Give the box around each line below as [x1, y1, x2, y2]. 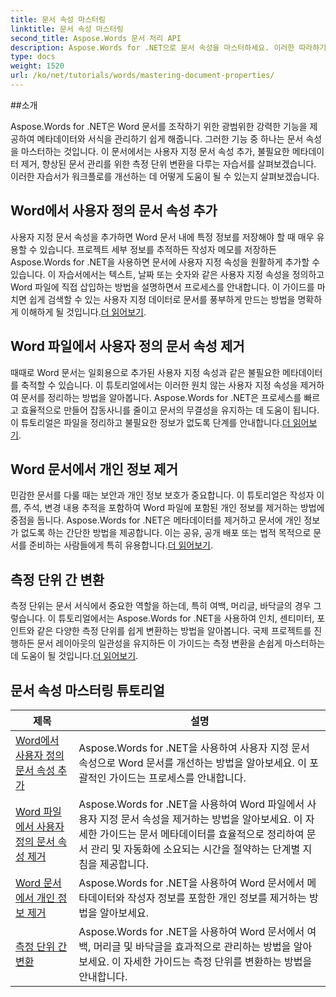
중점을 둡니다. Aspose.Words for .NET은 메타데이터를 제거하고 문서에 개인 [10, 514, 302, 526]
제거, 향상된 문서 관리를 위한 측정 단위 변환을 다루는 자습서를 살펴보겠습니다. [20, 157, 317, 170]
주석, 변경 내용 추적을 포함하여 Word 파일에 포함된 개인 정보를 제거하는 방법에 [23, 502, 325, 514]
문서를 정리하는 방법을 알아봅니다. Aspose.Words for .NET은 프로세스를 [20, 391, 302, 403]
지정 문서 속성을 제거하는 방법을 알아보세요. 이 [99, 812, 303, 826]
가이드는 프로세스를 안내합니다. [108, 771, 247, 785]
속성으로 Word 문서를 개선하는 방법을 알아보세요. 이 [78, 756, 307, 770]
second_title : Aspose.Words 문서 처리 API [10, 33, 182, 43]
